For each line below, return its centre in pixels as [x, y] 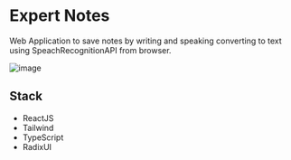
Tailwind [38, 127]
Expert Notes [60, 16]
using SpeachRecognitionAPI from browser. [90, 50]
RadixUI [37, 146]
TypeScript [43, 137]
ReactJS [38, 118]
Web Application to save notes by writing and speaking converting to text [145, 41]
